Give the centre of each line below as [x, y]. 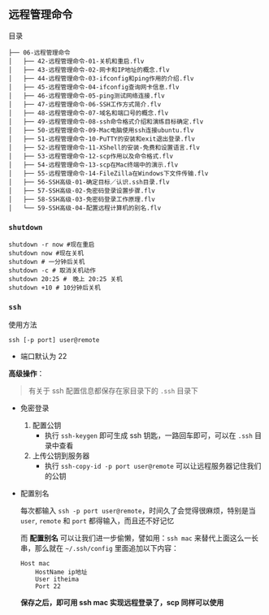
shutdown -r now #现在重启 [52, 245]
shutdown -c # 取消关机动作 [52, 271]
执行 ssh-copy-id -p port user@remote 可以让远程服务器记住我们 [153, 466]
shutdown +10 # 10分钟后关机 [55, 288]
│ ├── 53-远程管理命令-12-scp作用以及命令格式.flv [91, 156]
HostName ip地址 [61, 572]
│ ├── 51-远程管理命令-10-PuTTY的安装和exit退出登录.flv [102, 139]
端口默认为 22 [43, 357]
